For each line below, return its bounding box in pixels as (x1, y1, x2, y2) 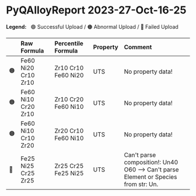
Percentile (54, 39, 83, 47)
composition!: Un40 (124, 158, 178, 166)
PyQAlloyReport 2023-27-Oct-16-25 (6, 4, 187, 17)
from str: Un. (124, 180, 159, 188)
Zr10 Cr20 (54, 95, 84, 103)
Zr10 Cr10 (54, 64, 84, 72)
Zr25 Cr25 (54, 161, 84, 170)
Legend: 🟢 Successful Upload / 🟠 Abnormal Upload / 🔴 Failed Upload (6, 23, 179, 30)
